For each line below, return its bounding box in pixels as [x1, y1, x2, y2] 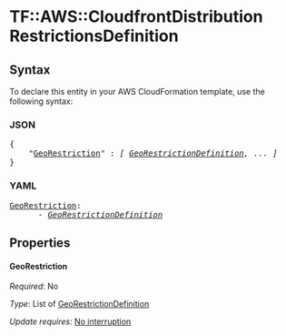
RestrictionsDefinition [9, 25, 179, 46]
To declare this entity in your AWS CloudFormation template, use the [9, 87, 265, 97]
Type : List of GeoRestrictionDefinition [9, 299, 150, 310]
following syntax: [9, 96, 74, 107]
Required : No [9, 280, 59, 292]
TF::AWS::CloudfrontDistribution [9, 6, 263, 27]
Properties [9, 235, 71, 250]
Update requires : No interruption [9, 316, 132, 327]
